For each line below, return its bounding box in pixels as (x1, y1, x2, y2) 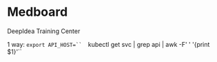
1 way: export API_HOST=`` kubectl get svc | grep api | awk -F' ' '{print (7, 40, 210, 48)
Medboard (7, 4, 68, 20)
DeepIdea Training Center (7, 27, 81, 35)
